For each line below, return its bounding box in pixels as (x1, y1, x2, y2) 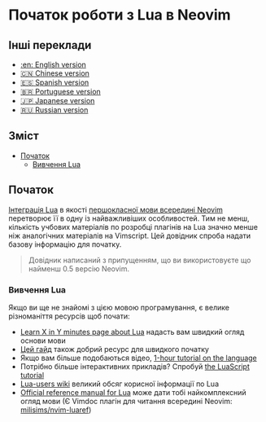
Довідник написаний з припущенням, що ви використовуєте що (28, 255, 251, 265)
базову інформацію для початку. (8, 239, 122, 249)
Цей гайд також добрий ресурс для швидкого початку (20, 344, 210, 354)
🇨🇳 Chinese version (20, 68, 89, 78)
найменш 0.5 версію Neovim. (28, 263, 130, 274)
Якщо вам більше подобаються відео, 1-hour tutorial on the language (20, 353, 258, 363)
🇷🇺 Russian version (20, 105, 89, 115)
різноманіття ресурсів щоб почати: (8, 311, 130, 321)
